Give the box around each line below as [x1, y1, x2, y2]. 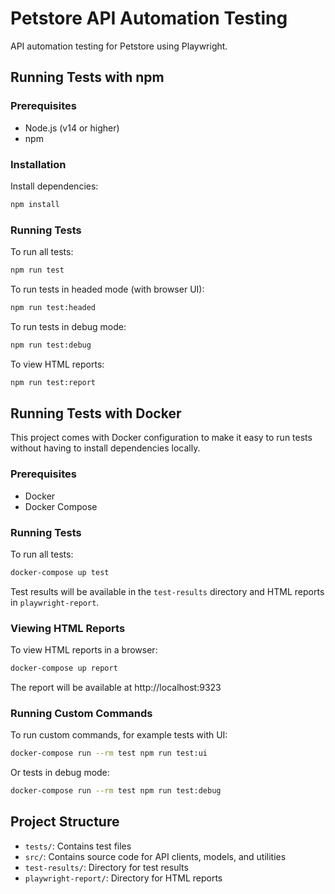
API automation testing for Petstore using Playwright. [10, 40, 228, 52]
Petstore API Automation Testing [10, 7, 288, 30]
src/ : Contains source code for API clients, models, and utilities [24, 850, 287, 862]
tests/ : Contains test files [24, 840, 132, 852]
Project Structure [10, 813, 120, 831]
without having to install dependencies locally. [10, 442, 201, 454]
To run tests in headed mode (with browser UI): [10, 283, 205, 295]
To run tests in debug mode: [10, 320, 127, 332]
